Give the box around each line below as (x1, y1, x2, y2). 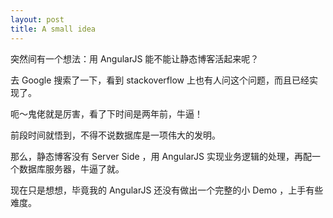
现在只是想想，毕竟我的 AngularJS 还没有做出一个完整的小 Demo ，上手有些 (10, 184, 324, 196)
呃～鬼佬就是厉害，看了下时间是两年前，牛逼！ (10, 107, 203, 120)
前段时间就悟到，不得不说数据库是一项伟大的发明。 (10, 129, 221, 141)
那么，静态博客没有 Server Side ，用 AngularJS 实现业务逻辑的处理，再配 (10, 150, 312, 162)
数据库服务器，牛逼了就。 (18, 162, 125, 175)
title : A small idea (10, 24, 97, 34)
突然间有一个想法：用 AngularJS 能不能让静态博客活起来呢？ (10, 52, 260, 65)
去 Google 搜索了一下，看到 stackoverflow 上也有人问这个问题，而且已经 (10, 74, 310, 86)
